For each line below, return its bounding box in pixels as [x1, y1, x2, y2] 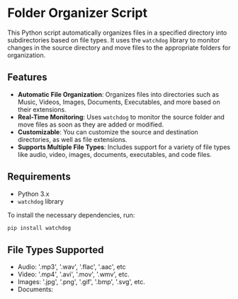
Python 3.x [17, 189, 50, 198]
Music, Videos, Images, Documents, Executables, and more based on [17, 98, 221, 106]
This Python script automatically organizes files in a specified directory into [7, 28, 227, 37]
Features [7, 71, 47, 83]
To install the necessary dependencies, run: [7, 211, 135, 219]
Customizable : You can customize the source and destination [17, 127, 198, 136]
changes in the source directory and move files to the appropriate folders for [7, 43, 231, 52]
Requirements [7, 171, 71, 183]
